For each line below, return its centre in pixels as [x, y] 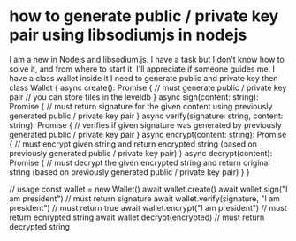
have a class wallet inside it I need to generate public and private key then [144, 78]
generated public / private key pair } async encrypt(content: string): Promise [148, 134]
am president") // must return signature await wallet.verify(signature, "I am [145, 198]
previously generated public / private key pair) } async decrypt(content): [141, 153]
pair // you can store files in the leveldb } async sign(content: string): [134, 97]
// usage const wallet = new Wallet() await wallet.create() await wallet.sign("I [148, 189]
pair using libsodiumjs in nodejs [128, 35]
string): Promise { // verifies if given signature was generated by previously [146, 124]
